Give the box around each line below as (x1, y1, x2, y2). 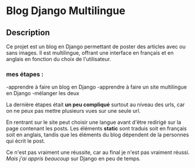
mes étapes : (6, 70, 44, 78)
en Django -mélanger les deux (6, 90, 79, 97)
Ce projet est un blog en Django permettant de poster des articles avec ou (6, 43, 186, 50)
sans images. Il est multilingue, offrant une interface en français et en (6, 49, 174, 56)
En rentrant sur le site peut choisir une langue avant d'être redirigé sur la (6, 119, 181, 126)
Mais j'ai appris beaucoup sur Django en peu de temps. (6, 155, 141, 162)
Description (6, 28, 50, 38)
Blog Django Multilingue (6, 4, 126, 18)
